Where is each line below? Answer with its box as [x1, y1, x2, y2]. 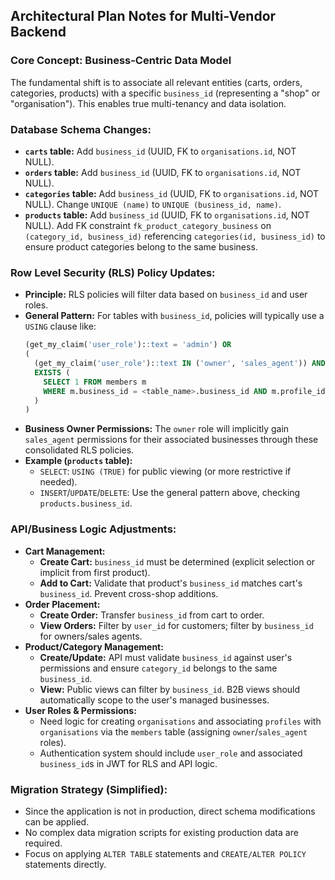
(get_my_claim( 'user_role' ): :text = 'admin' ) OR [24, 340, 232, 350]
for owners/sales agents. [39, 630, 143, 642]
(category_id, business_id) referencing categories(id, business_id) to [24, 230, 326, 242]
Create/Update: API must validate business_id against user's [39, 651, 293, 663]
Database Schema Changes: [10, 122, 152, 136]
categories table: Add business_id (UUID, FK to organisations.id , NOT [24, 187, 319, 199]
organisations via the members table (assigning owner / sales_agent [39, 725, 308, 738]
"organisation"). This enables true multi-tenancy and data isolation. [10, 97, 287, 109]
